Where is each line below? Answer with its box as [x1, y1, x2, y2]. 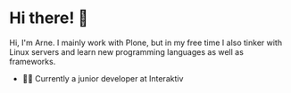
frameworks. [9, 56, 56, 66]
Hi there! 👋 [9, 8, 89, 28]
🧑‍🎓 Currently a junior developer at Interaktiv [21, 73, 184, 83]
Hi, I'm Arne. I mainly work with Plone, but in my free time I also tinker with [9, 37, 283, 48]
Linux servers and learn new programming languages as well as [9, 46, 244, 57]
